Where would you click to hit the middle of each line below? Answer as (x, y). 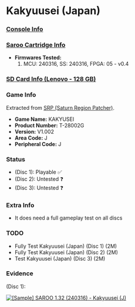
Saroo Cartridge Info (36, 45)
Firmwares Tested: (38, 58)
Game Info (21, 95)
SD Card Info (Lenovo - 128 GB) (51, 79)
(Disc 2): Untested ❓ (39, 179)
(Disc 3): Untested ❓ (39, 188)
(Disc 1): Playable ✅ (38, 172)
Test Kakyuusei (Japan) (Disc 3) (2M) (60, 258)
